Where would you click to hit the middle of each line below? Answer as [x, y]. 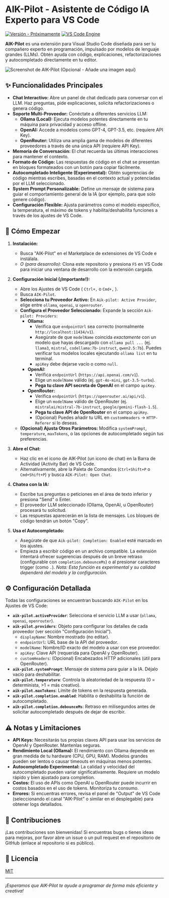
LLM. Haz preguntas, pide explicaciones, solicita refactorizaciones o [83, 103]
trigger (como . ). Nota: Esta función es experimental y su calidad [88, 567]
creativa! [14, 890]
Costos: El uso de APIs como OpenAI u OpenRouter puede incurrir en [84, 783]
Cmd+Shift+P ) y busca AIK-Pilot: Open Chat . [66, 474]
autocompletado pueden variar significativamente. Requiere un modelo [86, 772]
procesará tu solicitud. [43, 510]
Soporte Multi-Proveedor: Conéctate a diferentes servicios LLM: [80, 113]
